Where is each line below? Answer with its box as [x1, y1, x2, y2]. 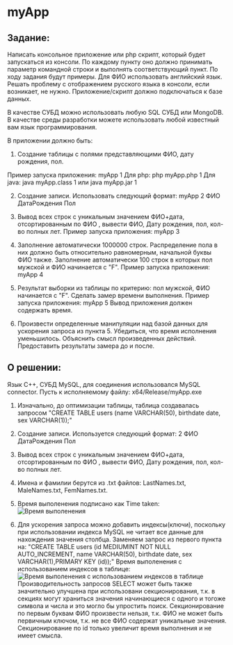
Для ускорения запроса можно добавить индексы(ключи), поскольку [17, 520, 226, 529]
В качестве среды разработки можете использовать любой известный [7, 116, 219, 124]
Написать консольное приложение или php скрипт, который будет [7, 50, 206, 58]
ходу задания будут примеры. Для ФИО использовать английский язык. [7, 72, 223, 81]
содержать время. [17, 306, 73, 314]
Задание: [7, 32, 50, 44]
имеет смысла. [17, 631, 63, 639]
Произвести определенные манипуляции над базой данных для [17, 319, 209, 328]
